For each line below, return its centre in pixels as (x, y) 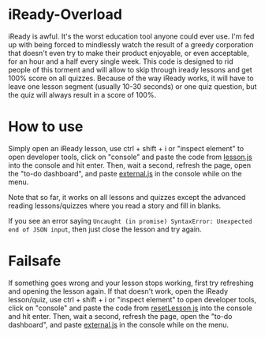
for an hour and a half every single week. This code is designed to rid (121, 61)
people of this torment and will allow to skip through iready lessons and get (130, 69)
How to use (46, 127)
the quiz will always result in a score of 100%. (82, 94)
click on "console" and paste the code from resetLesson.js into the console (130, 308)
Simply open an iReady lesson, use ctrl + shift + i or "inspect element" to (126, 148)
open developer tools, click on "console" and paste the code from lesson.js (130, 157)
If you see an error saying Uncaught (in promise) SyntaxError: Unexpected (130, 220)
